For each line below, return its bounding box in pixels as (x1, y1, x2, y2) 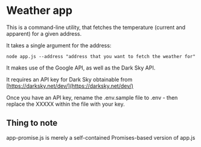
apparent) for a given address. (6, 30, 82, 37)
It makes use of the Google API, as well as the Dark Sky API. (6, 64, 156, 71)
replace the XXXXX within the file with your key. (6, 100, 125, 108)
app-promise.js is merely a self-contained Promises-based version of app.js (6, 134, 196, 141)
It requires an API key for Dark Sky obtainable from (6, 76, 133, 83)
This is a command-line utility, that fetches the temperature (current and (6, 24, 186, 31)
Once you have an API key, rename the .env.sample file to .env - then (6, 94, 178, 101)
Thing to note (6, 118, 58, 128)
